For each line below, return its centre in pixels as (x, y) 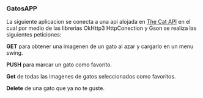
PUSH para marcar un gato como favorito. (59, 65)
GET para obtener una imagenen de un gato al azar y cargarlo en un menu (100, 46)
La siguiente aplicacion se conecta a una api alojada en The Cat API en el (98, 22)
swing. (15, 53)
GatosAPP (22, 9)
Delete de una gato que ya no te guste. (56, 88)
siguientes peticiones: (34, 35)
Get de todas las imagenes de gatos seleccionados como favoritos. (91, 77)
